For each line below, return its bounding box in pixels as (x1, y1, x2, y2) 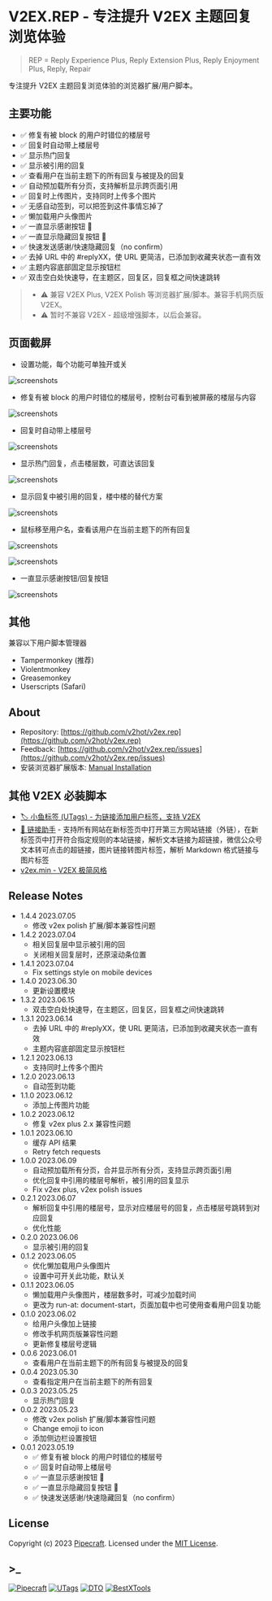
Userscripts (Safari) (19, 682, 87, 691)
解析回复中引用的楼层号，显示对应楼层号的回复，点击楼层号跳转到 (32, 1202, 253, 1212)
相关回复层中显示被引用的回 (32, 939, 126, 949)
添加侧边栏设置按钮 (32, 1433, 97, 1442)
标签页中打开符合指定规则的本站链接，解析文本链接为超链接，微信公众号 (19, 835, 262, 844)
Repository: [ (19, 727, 63, 737)
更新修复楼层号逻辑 (32, 1339, 97, 1349)
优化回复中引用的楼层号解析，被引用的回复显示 (32, 1175, 189, 1184)
